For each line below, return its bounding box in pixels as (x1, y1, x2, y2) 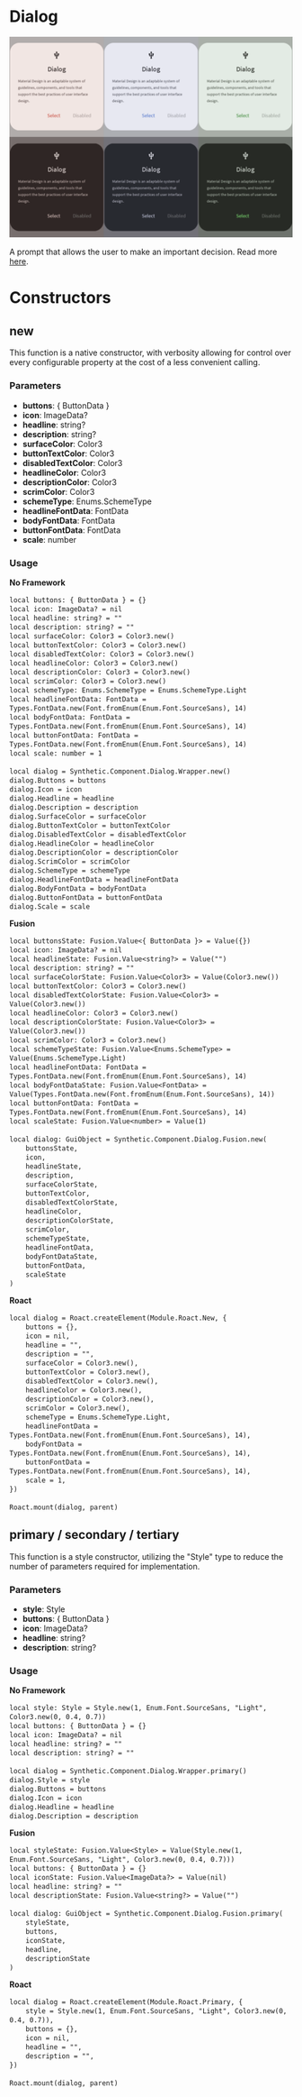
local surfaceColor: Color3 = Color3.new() (9, 631, 175, 641)
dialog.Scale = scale (9, 902, 91, 911)
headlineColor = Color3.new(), (25, 1386, 143, 1395)
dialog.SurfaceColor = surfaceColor (9, 811, 147, 821)
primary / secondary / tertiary (9, 1527, 180, 1543)
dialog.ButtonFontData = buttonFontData (9, 893, 164, 902)
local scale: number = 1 (9, 748, 102, 758)
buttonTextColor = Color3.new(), (25, 1368, 151, 1377)
